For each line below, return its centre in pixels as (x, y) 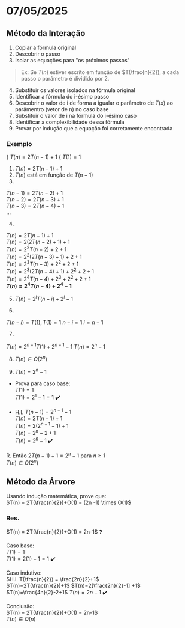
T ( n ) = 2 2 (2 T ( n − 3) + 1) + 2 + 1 (44, 256)
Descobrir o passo (38, 54)
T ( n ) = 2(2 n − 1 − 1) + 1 (42, 425)
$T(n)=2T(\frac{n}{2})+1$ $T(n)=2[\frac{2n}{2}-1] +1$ (73, 585)
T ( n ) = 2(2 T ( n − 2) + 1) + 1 (38, 242)
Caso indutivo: (24, 573)
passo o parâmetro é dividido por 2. (65, 78)
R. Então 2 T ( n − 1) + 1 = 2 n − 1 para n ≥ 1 (56, 455)
